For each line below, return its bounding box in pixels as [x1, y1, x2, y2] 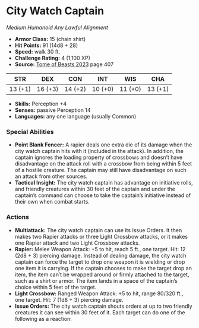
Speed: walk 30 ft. [14, 48, 61, 55]
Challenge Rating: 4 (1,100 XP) [14, 54, 90, 61]
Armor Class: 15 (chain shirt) [14, 35, 86, 42]
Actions [6, 213, 30, 221]
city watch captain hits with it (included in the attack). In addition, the [14, 148, 184, 155]
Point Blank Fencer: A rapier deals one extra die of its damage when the [14, 141, 192, 148]
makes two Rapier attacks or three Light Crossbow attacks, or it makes [14, 233, 188, 240]
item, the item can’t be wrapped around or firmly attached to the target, [14, 271, 189, 278]
